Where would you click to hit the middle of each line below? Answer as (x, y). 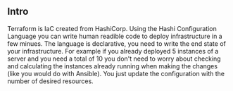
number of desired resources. (50, 81)
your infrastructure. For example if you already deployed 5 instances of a (113, 51)
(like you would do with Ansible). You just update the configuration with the (116, 73)
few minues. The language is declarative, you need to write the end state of (117, 43)
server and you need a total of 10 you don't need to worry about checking (114, 59)
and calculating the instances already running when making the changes (113, 66)
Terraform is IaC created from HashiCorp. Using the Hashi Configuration (112, 28)
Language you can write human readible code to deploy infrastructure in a (115, 36)
